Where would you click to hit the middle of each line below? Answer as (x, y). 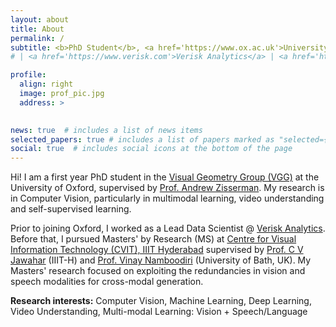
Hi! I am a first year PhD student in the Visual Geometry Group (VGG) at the (165, 177)
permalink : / (37, 38)
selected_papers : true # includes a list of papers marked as (142, 139)
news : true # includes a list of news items (106, 130)
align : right (46, 84)
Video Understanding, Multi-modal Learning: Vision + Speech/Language (159, 312)
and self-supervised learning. (71, 209)
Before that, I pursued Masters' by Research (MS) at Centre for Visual (153, 239)
